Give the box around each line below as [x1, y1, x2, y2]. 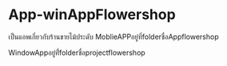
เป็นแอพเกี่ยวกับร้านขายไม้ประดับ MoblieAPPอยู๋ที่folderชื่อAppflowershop [8, 32, 219, 41]
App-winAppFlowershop [8, 6, 176, 24]
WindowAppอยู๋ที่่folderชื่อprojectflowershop [8, 48, 145, 57]
